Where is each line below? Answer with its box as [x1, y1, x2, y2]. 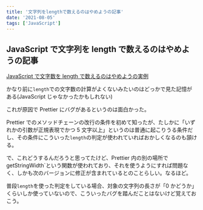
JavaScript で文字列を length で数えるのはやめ [6, 44, 182, 54]
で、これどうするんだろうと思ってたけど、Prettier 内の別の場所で [6, 154, 168, 162]
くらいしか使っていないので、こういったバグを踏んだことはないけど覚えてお [6, 190, 197, 197]
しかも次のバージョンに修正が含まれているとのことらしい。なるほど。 [16, 169, 192, 177]
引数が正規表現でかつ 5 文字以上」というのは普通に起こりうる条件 [22, 126, 188, 134]
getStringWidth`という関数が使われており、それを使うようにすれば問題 [6, 162, 183, 169]
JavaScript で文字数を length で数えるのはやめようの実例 [6, 73, 148, 80]
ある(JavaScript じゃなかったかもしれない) [6, 93, 113, 100]
